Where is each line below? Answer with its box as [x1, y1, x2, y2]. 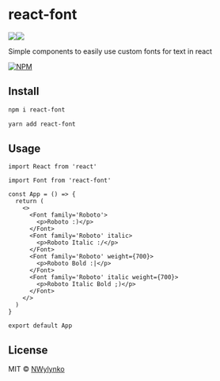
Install [8, 85, 40, 98]
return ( [15, 198, 44, 206]
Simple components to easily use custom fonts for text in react [8, 46, 212, 56]
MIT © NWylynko [8, 364, 65, 374]
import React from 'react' [8, 163, 97, 171]
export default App [8, 322, 73, 330]
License [8, 343, 48, 356]
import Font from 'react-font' [8, 176, 112, 185]
